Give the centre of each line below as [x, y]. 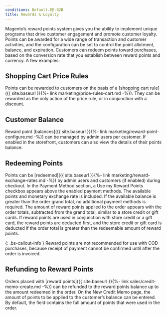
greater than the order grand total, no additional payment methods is [76, 201]
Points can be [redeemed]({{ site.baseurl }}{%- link [58, 175]
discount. [15, 104]
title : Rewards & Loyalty [32, 14]
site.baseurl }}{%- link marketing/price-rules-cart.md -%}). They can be [86, 93]
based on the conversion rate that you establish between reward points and [83, 55]
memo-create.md [23, 287]
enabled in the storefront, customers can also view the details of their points [83, 142]
